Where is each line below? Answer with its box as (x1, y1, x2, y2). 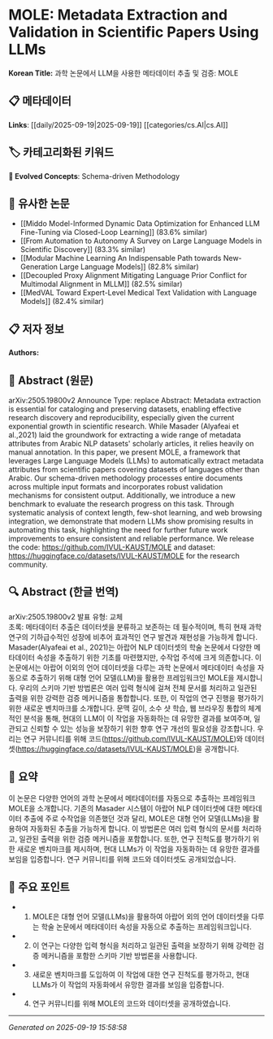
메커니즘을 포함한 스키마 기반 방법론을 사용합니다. (41, 951, 197, 961)
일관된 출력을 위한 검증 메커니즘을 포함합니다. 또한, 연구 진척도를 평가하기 (19, 833, 251, 843)
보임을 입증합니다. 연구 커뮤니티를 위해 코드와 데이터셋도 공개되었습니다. (8, 854, 236, 863)
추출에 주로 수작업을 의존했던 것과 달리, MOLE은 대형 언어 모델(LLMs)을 (23, 813, 251, 823)
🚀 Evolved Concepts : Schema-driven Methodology (8, 171, 180, 180)
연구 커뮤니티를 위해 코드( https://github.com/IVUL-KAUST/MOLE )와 (23, 733, 244, 743)
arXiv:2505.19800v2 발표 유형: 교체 (8, 611, 123, 621)
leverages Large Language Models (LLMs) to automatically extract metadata (8, 456, 264, 465)
